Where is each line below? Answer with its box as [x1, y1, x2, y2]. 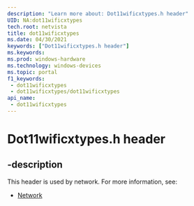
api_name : [7, 95, 36, 102]
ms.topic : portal [7, 68, 58, 75]
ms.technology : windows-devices [7, 62, 101, 69]
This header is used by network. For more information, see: [7, 177, 178, 186]
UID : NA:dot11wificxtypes [7, 17, 82, 24]
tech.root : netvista [7, 23, 68, 30]
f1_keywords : [7, 75, 45, 82]
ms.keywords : [7, 50, 45, 57]
